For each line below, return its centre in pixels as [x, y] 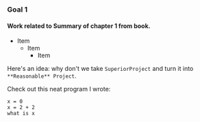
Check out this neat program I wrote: [59, 89]
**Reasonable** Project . [42, 76]
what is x [21, 114]
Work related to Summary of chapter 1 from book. [79, 26]
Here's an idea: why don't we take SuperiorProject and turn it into [100, 69]
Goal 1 [17, 10]
